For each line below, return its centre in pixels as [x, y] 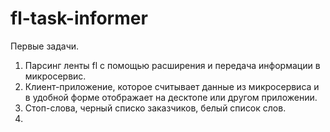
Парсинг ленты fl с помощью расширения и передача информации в [172, 65]
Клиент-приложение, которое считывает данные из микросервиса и [172, 86]
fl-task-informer [79, 18]
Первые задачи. [45, 46]
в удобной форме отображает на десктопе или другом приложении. [171, 97]
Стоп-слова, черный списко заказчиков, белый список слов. [155, 108]
